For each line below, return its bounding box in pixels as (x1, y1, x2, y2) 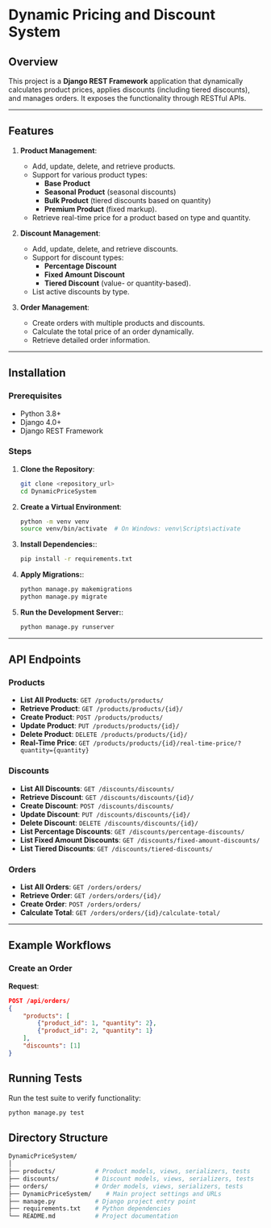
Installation (8, 366, 66, 380)
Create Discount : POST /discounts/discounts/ (19, 801, 175, 810)
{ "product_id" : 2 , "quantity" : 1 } (37, 1026, 153, 1035)
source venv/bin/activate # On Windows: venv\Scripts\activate (19, 525, 241, 533)
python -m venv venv (19, 518, 90, 526)
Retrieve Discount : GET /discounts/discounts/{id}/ (19, 792, 194, 801)
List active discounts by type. (31, 286, 130, 296)
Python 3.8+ (19, 409, 62, 418)
